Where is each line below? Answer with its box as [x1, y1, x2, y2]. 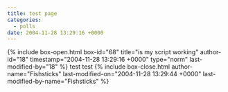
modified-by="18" [7, 62, 58, 71]
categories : [7, 16, 42, 23]
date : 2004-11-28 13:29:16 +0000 [7, 29, 104, 36]
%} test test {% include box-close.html [59, 62, 170, 71]
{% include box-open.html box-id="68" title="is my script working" [7, 48, 199, 56]
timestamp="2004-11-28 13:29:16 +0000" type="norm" [30, 56, 188, 64]
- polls [13, 23, 36, 30]
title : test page [7, 10, 58, 17]
